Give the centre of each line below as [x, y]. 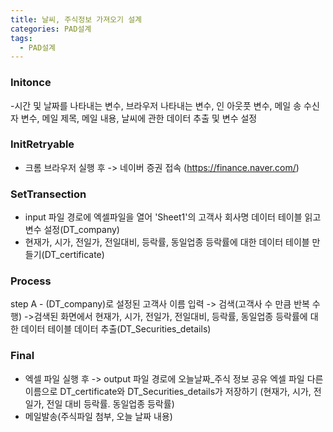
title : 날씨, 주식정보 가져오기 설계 [76, 19]
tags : [21, 38]
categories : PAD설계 [51, 29]
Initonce [31, 83]
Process [31, 281]
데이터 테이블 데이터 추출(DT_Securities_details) [116, 329]
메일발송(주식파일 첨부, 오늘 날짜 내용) [98, 416]
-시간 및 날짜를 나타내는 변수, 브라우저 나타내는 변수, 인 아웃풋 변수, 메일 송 [156, 105]
